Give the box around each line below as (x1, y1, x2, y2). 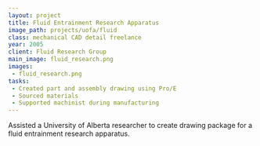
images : (8, 63, 34, 71)
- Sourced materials (11, 92, 79, 100)
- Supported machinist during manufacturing (11, 99, 159, 107)
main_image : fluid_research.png (8, 56, 114, 64)
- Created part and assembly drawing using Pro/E (11, 84, 177, 93)
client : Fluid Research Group (8, 48, 107, 56)
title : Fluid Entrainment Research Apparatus (8, 19, 159, 27)
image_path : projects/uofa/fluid (8, 26, 117, 34)
